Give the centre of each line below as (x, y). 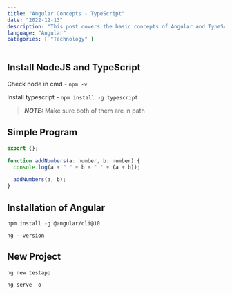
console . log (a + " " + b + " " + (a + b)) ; (77, 167)
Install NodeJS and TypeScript (74, 67)
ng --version (26, 236)
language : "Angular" (37, 33)
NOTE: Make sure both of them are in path (84, 111)
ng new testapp (29, 273)
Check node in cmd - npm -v (47, 84)
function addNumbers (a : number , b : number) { (74, 161)
